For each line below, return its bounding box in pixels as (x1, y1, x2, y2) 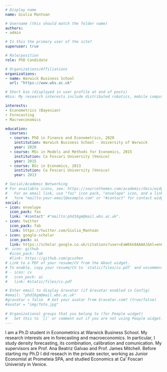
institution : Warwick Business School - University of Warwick (14, 140, 148, 145)
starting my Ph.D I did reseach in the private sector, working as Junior (5, 351, 148, 357)
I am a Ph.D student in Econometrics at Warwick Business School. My (5, 330, 148, 336)
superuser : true (5, 44, 39, 49)
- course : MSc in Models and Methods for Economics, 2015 (9, 149, 133, 154)
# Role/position (5, 53, 39, 58)
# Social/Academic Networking (5, 182, 68, 187)
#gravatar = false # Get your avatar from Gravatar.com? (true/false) (5, 298, 157, 303)
